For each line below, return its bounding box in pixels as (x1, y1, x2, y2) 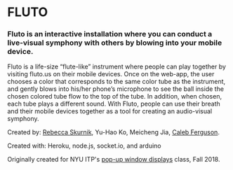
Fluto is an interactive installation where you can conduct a (7, 29, 213, 39)
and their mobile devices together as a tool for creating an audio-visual (7, 107, 213, 115)
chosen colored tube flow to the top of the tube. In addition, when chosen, (7, 92, 222, 101)
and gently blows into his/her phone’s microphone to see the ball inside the (7, 85, 225, 93)
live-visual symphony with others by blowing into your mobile (7, 38, 222, 48)
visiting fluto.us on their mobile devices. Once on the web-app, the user (7, 70, 215, 78)
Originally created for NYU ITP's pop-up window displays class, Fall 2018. (7, 155, 220, 164)
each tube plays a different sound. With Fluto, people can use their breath (7, 99, 221, 108)
